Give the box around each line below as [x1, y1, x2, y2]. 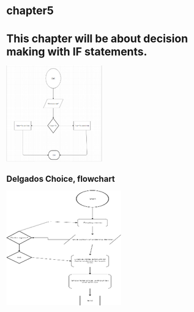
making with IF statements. [6, 45, 147, 59]
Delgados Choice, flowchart [6, 173, 115, 184]
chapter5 [6, 4, 54, 18]
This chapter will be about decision [6, 32, 188, 46]
